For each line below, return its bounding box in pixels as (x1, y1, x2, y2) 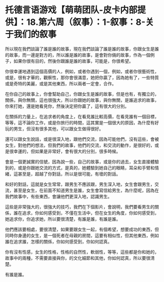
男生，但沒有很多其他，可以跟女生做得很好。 (13, 125, 103, 132)
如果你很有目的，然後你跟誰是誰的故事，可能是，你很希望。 (13, 58, 133, 64)
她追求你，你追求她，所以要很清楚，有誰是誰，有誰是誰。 (5, 216, 121, 222)
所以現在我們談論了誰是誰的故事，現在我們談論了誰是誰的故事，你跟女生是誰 (5, 46, 159, 52)
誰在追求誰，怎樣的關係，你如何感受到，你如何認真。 (5, 239, 112, 244)
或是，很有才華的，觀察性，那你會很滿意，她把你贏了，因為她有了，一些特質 (5, 74, 159, 81)
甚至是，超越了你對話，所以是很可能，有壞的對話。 (18, 171, 121, 177)
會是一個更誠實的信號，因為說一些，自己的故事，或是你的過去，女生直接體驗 (5, 159, 159, 164)
